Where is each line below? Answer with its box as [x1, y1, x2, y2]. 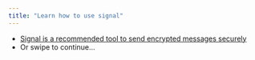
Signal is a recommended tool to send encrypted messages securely [19, 34, 247, 43]
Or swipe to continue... [19, 42, 95, 52]
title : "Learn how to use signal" [8, 11, 124, 20]
